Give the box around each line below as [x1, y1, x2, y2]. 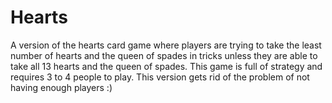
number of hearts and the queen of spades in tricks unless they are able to [10, 49, 318, 61]
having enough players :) [10, 81, 113, 93]
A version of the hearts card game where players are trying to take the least [10, 39, 322, 51]
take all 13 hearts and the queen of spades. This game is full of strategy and [10, 60, 323, 72]
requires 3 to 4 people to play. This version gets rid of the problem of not [10, 71, 310, 83]
